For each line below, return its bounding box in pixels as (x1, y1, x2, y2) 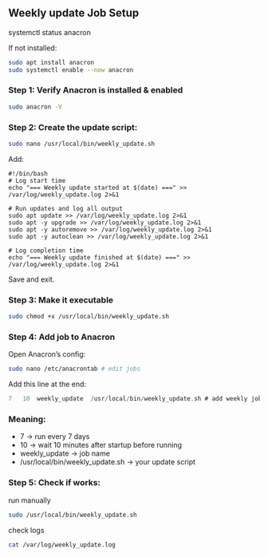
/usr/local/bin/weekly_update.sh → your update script (19, 457, 196, 467)
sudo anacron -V (8, 103, 62, 111)
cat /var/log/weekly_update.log (8, 540, 116, 549)
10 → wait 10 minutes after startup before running (19, 440, 182, 450)
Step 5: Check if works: (8, 477, 101, 488)
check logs (8, 525, 45, 535)
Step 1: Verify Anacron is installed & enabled (8, 85, 183, 96)
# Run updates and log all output (8, 204, 124, 212)
